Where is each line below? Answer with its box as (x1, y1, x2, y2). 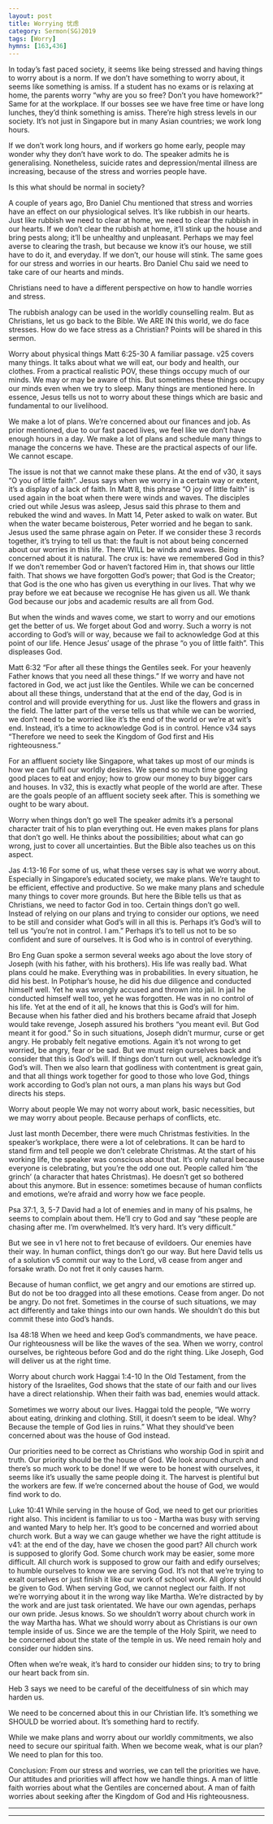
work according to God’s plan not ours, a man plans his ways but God (8, 1080, 241, 1090)
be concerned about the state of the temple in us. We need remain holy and (8, 1635, 262, 1645)
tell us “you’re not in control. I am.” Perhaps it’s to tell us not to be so (8, 926, 237, 936)
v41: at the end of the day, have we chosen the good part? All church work (8, 1540, 258, 1550)
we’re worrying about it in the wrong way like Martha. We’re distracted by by (8, 1591, 264, 1602)
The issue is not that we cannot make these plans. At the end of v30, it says (8, 467, 262, 477)
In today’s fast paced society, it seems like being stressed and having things (8, 64, 263, 74)
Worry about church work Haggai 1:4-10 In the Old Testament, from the (8, 1372, 246, 1382)
